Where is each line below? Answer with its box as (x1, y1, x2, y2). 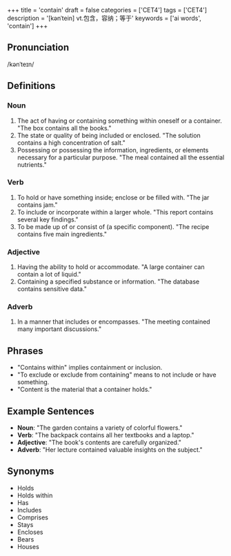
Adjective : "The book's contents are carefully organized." (17, 438, 181, 447)
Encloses (17, 528, 43, 536)
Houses (17, 542, 39, 550)
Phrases (7, 345, 43, 357)
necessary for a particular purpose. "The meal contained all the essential (17, 153, 225, 161)
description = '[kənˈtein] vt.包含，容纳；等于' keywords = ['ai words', (7, 14, 202, 22)
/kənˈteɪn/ (7, 60, 34, 68)
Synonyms (7, 466, 54, 477)
